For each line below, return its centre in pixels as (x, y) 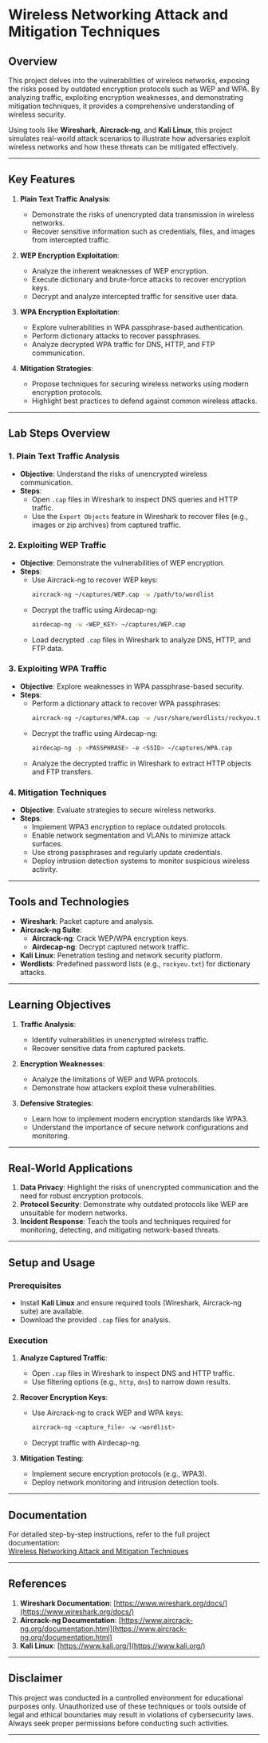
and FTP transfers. (62, 772)
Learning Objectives (60, 1005)
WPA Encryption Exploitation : (70, 312)
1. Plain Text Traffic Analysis (64, 456)
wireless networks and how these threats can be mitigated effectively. (123, 147)
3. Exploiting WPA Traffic (58, 669)
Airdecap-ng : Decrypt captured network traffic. (110, 946)
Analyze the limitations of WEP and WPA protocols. (115, 1079)
